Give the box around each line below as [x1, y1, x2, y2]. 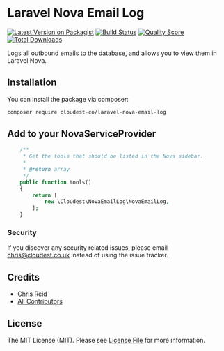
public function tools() [19, 179, 92, 186]
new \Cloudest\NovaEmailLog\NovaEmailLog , [44, 198, 170, 205]
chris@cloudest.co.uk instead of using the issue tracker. [7, 251, 168, 260]
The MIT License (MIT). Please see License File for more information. [7, 336, 205, 344]
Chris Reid [17, 290, 47, 298]
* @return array [22, 166, 70, 173]
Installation [7, 77, 57, 89]
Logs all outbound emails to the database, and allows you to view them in [7, 49, 217, 57]
